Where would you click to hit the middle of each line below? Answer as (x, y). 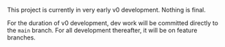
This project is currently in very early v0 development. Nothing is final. (106, 10)
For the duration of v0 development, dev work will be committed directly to (113, 23)
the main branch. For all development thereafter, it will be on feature (102, 30)
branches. (21, 37)
